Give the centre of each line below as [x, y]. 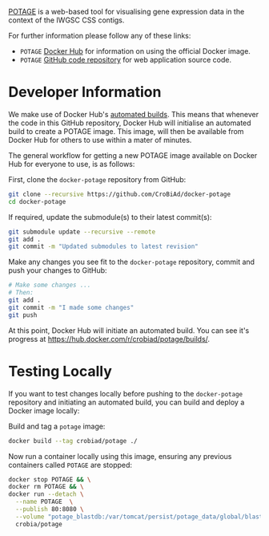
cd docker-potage [37, 201]
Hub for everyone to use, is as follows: [72, 164]
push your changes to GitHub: [58, 270]
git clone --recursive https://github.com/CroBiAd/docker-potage [119, 194]
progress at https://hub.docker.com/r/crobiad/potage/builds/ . [109, 339]
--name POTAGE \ [44, 502]
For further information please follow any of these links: [100, 36]
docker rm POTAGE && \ [46, 487]
